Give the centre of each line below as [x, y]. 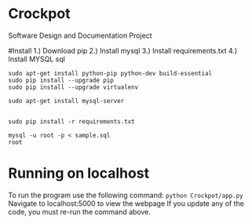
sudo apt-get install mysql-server [66, 101]
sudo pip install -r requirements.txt [71, 121]
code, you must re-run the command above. [80, 211]
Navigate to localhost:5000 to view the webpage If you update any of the [126, 203]
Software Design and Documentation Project [80, 35]
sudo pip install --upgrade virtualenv [73, 87]
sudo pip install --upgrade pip [61, 80]
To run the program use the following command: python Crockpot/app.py [126, 195]
